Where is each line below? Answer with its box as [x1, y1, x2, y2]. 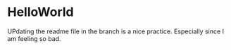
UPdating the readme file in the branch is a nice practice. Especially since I [7, 27, 224, 35]
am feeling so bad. [7, 34, 61, 42]
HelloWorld [7, 4, 74, 20]
